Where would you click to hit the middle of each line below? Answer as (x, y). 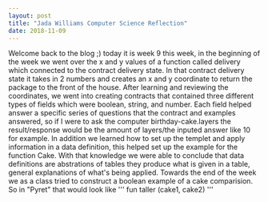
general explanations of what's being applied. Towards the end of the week (132, 172)
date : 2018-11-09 (37, 30)
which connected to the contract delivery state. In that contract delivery (126, 71)
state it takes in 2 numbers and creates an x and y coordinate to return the (130, 79)
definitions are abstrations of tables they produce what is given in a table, (129, 164)
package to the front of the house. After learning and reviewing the (118, 87)
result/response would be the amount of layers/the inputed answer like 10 (129, 130)
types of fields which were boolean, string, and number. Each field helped (130, 104)
